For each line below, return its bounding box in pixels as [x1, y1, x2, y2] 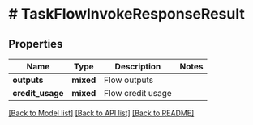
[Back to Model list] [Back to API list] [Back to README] [8, 108, 195, 118]
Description [114, 61, 161, 72]
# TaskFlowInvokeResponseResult [8, 5, 245, 23]
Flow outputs [104, 74, 154, 85]
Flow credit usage [104, 88, 172, 98]
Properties [8, 37, 63, 51]
